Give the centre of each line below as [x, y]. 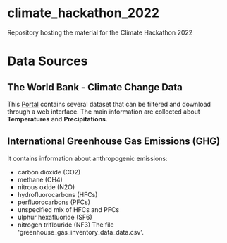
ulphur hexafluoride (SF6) [55, 217]
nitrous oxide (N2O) [46, 187]
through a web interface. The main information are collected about [104, 112]
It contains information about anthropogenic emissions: [87, 158]
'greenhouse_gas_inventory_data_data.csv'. [81, 232]
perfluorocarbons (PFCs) [54, 202]
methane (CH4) [40, 179]
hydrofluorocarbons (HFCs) [57, 194]
